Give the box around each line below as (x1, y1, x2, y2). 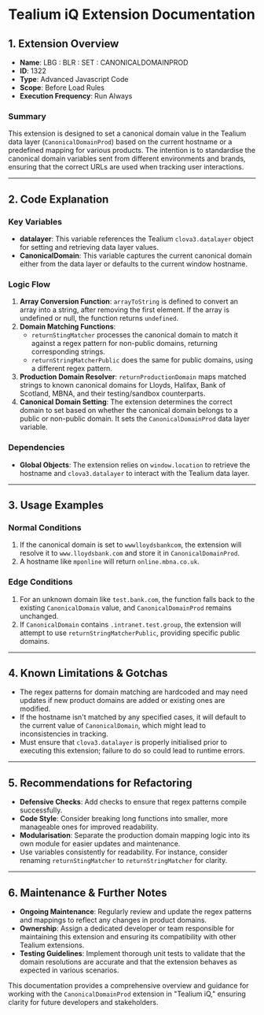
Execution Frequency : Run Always (19, 91, 133, 100)
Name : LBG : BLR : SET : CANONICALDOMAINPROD (19, 58, 189, 67)
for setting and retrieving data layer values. (19, 242, 159, 251)
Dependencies (8, 442, 65, 453)
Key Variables (8, 216, 63, 227)
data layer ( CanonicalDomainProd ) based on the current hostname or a (8, 137, 233, 147)
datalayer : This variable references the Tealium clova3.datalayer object (19, 234, 254, 244)
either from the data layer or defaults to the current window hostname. (19, 258, 247, 269)
